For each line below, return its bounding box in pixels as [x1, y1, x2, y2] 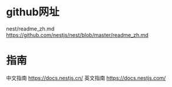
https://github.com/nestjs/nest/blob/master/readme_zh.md [6, 31, 149, 38]
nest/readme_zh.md [6, 25, 55, 32]
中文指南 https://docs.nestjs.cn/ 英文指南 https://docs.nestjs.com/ [6, 74, 166, 81]
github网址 [6, 5, 60, 19]
